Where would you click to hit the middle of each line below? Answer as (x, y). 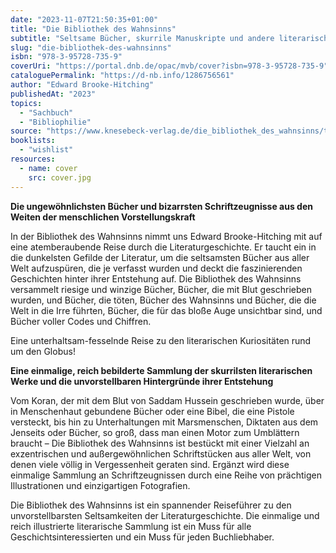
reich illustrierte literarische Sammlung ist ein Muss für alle (131, 526)
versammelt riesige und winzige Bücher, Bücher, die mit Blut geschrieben (161, 289)
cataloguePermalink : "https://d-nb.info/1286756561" (122, 76)
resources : (33, 159)
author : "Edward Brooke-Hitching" (82, 85)
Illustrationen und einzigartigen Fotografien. (100, 485)
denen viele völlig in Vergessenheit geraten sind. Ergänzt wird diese (150, 464)
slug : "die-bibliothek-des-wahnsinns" (91, 47)
